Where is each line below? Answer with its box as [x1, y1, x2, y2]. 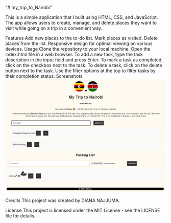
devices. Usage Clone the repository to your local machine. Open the [5, 46, 151, 52]
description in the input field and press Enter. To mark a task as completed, [5, 57, 163, 63]
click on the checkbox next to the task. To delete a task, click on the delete [5, 62, 162, 68]
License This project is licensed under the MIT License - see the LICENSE [5, 207, 160, 214]
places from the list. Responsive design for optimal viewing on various [5, 40, 153, 47]
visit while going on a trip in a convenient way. [5, 25, 103, 31]
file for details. [5, 213, 36, 219]
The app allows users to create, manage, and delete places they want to [5, 20, 157, 26]
